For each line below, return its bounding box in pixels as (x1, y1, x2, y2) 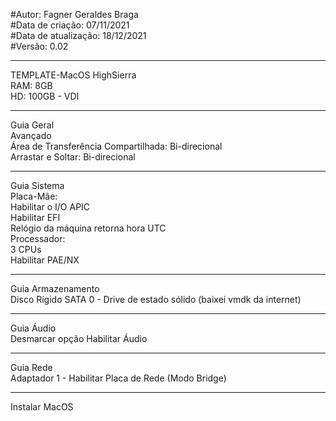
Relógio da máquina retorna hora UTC (10, 222, 167, 234)
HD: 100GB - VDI (10, 90, 80, 102)
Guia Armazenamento (10, 283, 100, 294)
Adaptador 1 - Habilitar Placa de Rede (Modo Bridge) (10, 372, 227, 384)
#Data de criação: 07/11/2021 (10, 19, 130, 31)
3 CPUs (10, 244, 42, 255)
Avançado (10, 130, 52, 141)
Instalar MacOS (10, 401, 74, 413)
